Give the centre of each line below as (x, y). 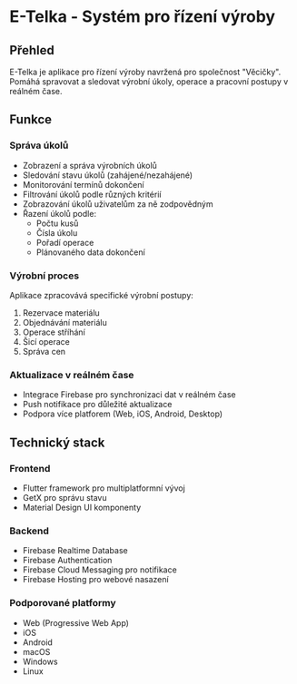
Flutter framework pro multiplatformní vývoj (104, 488)
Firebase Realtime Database (75, 551)
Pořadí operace (65, 242)
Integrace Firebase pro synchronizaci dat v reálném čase (129, 395)
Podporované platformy (63, 603)
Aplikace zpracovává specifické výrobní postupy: (101, 295)
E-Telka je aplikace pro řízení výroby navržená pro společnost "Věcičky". (145, 72)
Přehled (32, 50)
